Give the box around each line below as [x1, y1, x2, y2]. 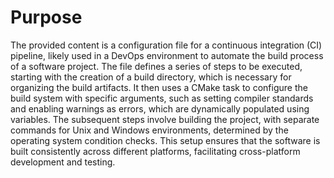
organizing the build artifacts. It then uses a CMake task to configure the [10, 81, 308, 93]
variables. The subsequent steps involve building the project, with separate [10, 113, 320, 125]
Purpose [10, 6, 83, 29]
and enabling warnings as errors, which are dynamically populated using [10, 102, 310, 115]
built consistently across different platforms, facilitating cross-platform [10, 145, 301, 157]
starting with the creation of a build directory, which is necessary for [10, 71, 292, 83]
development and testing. [10, 156, 116, 168]
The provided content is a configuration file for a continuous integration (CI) [10, 39, 323, 51]
